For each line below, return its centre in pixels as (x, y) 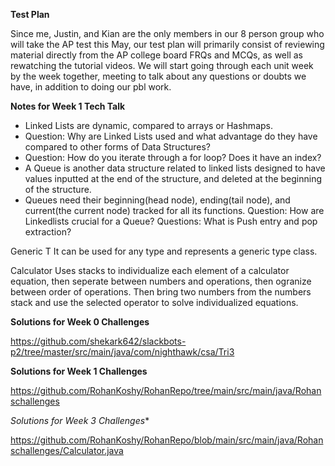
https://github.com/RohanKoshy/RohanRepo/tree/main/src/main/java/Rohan (166, 390)
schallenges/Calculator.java (67, 450)
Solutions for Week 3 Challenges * (80, 420)
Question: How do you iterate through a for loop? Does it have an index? (173, 157)
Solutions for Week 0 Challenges (80, 322)
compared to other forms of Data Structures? (118, 147)
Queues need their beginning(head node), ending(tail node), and (157, 200)
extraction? (48, 232)
